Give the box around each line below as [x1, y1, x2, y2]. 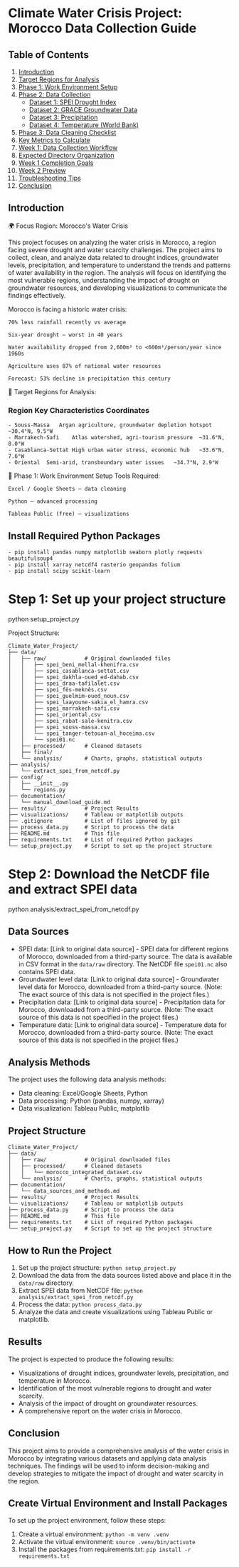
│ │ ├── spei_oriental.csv [8, 711, 101, 719]
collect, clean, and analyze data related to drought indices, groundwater [8, 253, 219, 261]
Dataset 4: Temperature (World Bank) [28, 121, 139, 129]
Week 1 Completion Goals [18, 159, 94, 167]
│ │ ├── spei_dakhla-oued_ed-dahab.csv [8, 674, 139, 681]
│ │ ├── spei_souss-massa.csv [8, 724, 111, 731]
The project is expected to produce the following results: [8, 1355, 174, 1363]
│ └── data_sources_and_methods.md [8, 1188, 120, 1195]
